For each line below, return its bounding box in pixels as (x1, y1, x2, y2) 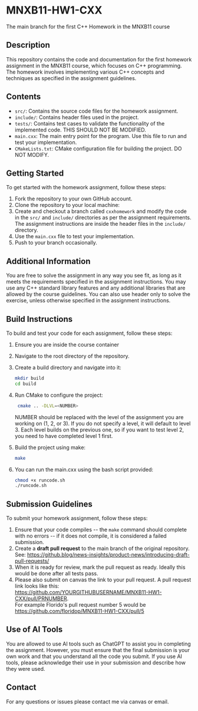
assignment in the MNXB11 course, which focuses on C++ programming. (6, 62, 182, 69)
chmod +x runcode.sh (14, 477, 65, 483)
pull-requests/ (14, 558, 49, 565)
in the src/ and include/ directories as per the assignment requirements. (14, 214, 192, 221)
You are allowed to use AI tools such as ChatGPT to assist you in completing (6, 640, 192, 647)
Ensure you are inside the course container (14, 341, 120, 348)
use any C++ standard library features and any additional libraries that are (6, 284, 186, 292)
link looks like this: (14, 582, 60, 590)
